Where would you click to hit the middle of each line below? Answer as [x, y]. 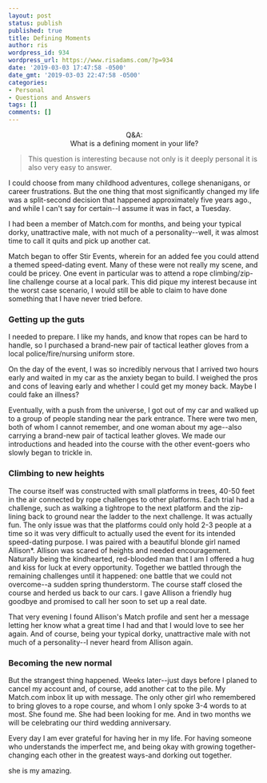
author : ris [28, 46]
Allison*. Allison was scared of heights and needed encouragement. [120, 550]
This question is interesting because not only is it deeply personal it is [143, 159]
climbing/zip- [231, 273]
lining [17, 516]
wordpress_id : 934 [39, 53]
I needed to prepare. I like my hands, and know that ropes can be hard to [128, 337]
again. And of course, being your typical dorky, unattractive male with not [129, 634]
